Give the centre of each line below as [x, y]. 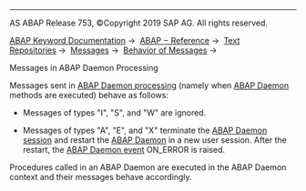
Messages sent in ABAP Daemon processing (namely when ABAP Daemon [149, 85]
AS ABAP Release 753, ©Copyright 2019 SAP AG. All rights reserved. [139, 23]
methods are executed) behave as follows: [89, 95]
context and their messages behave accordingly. [101, 177]
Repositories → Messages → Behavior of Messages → [113, 50]
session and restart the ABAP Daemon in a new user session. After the [154, 140]
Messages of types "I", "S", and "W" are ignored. [114, 113]
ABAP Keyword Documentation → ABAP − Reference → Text [125, 40]
